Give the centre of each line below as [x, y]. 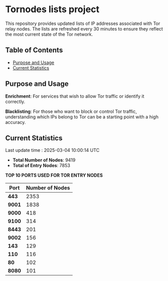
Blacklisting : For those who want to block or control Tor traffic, [71, 111]
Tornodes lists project [53, 9]
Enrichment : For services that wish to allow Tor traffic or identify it [75, 96]
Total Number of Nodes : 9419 [44, 160]
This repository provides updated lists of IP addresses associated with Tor [83, 23]
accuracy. [16, 122]
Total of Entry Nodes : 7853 [41, 166]
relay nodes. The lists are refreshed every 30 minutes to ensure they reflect [84, 28]
